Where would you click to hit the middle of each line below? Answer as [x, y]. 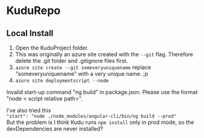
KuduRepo [34, 11]
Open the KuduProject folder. [52, 48]
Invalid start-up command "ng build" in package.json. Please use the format [102, 92]
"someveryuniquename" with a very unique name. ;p [81, 74]
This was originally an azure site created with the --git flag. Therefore [104, 54]
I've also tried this [29, 110]
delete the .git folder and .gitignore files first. [71, 61]
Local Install [30, 33]
